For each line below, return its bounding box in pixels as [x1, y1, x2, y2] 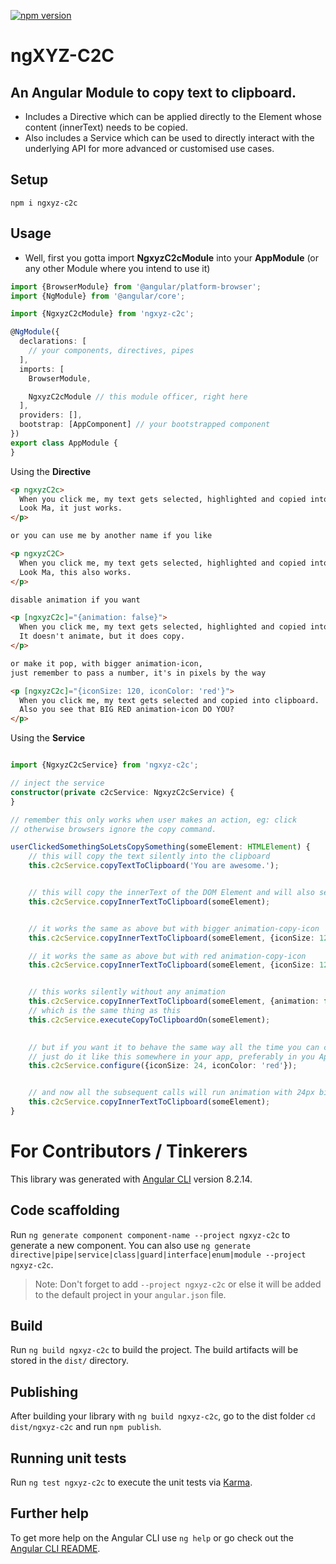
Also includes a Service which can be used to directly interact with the [24, 132, 315, 144]
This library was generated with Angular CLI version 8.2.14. [10, 1173, 253, 1185]
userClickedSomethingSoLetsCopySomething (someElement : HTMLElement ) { [10, 842, 311, 852]
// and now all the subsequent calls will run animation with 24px [28, 1088, 315, 1098]
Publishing [10, 1383, 79, 1400]
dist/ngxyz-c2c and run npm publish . [10, 1421, 162, 1433]
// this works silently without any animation [28, 987, 226, 997]
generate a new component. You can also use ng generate [10, 1239, 251, 1251]
